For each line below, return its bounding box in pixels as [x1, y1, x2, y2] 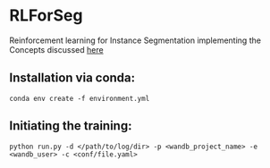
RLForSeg [9, 5, 83, 26]
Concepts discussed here [9, 44, 105, 55]
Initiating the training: [9, 118, 132, 134]
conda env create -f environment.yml [9, 94, 150, 103]
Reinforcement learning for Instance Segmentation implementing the [9, 35, 262, 46]
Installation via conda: [9, 71, 136, 86]
